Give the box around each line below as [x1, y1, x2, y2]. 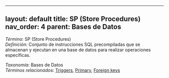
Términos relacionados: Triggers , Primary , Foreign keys [5, 67, 120, 73]
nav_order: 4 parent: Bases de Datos [5, 23, 122, 31]
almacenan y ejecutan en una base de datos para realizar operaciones [5, 46, 151, 53]
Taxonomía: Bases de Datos [5, 61, 63, 68]
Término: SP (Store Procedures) [5, 36, 71, 42]
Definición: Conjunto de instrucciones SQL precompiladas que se [5, 41, 140, 47]
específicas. [5, 52, 31, 58]
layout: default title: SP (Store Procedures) [5, 15, 141, 23]
